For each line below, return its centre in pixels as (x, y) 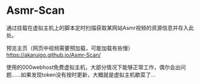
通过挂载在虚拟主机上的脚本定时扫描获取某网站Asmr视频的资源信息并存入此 (100, 28)
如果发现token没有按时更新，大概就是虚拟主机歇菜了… (88, 74)
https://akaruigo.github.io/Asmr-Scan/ (53, 55)
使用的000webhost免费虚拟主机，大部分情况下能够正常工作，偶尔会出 (94, 67)
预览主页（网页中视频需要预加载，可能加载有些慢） (70, 48)
